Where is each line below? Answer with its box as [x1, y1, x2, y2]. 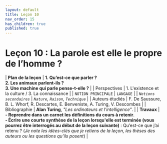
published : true [5, 26, 39, 31]
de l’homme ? [5, 58, 62, 69]
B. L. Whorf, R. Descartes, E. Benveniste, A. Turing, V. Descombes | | [5, 101, 146, 107]
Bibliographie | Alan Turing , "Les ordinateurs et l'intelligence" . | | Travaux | [5, 106, 160, 112]
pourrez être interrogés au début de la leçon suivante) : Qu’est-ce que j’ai [5, 122, 159, 128]
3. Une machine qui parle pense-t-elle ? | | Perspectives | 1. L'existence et [5, 85, 159, 91]
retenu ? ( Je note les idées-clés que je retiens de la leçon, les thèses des [5, 128, 155, 134]
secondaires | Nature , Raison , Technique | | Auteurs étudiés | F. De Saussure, [5, 96, 161, 102]
